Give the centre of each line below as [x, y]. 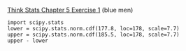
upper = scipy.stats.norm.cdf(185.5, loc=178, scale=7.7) [93, 34]
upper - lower [28, 41]
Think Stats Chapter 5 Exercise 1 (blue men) [70, 10]
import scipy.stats [36, 23]
